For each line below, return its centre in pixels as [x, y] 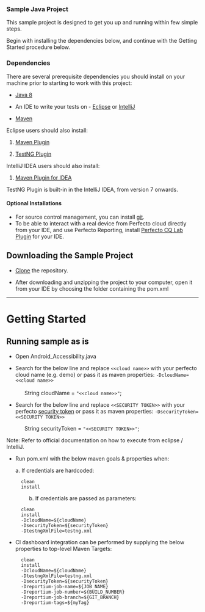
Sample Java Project [37, 9]
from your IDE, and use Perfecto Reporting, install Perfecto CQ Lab [99, 230]
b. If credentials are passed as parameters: [83, 498]
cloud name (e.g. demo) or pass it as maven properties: [85, 374]
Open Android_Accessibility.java [56, 356]
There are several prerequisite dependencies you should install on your [96, 76]
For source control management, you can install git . [80, 217]
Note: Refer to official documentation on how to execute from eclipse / [95, 440]
